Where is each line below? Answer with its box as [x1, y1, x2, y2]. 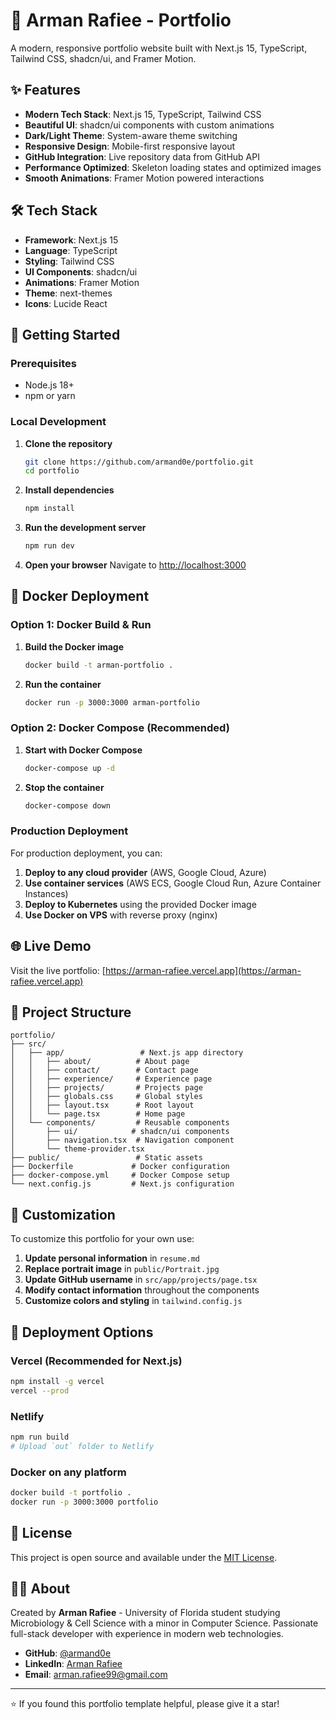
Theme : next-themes [24, 287, 113, 299]
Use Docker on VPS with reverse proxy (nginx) [24, 909, 218, 921]
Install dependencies [24, 484, 115, 496]
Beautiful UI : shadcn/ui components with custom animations [24, 119, 275, 131]
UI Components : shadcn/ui [24, 265, 138, 278]
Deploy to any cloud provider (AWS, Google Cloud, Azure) [24, 866, 267, 878]
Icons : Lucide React [24, 297, 108, 309]
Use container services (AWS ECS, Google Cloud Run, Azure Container [24, 877, 322, 889]
